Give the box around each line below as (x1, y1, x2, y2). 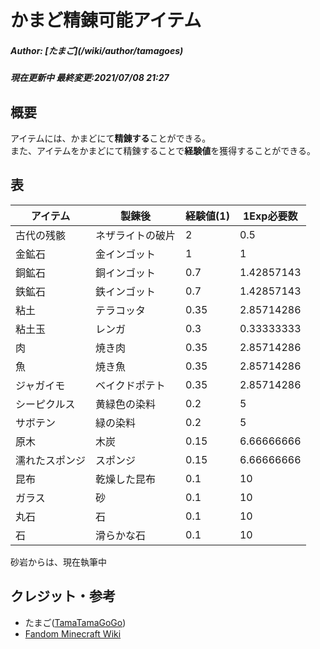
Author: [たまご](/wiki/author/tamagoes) (10, 44, 184, 56)
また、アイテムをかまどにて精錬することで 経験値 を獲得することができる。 (10, 144, 316, 156)
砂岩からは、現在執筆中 (10, 556, 107, 568)
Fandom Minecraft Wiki (24, 627, 122, 640)
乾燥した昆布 (95, 472, 157, 486)
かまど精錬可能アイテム (10, 9, 202, 32)
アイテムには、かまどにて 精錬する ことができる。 (10, 132, 212, 144)
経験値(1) (185, 209, 230, 223)
